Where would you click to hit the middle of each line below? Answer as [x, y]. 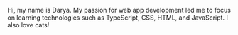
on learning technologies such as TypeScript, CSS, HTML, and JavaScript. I [118, 17]
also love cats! [28, 25]
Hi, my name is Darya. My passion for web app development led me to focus [119, 10]
